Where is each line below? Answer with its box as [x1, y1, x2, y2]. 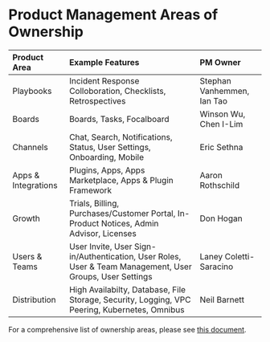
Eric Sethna [199, 141, 243, 153]
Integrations [12, 179, 58, 190]
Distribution [12, 294, 56, 305]
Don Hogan [199, 213, 243, 224]
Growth [12, 213, 40, 224]
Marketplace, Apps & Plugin [69, 174, 174, 185]
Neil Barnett [199, 294, 245, 305]
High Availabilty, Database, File [69, 283, 186, 295]
